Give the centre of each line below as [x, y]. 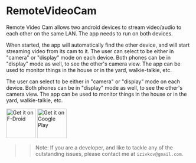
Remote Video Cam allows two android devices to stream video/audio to [94, 27]
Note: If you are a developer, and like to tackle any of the [104, 147]
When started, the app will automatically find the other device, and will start [98, 45]
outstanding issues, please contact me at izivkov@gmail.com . [109, 154]
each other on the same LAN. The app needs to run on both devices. [89, 33]
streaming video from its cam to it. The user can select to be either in [90, 51]
